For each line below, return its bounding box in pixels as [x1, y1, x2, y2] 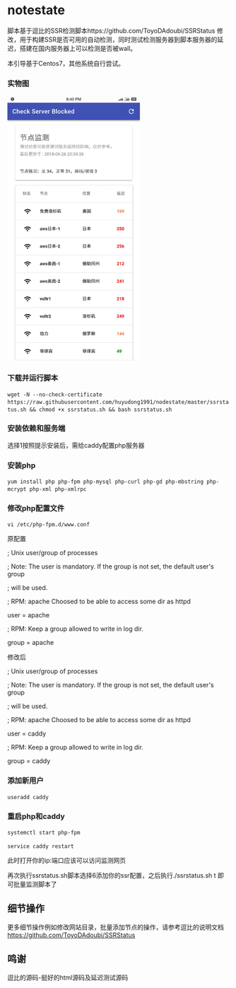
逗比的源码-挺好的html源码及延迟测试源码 [7, 973, 129, 982]
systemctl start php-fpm [7, 830, 81, 837]
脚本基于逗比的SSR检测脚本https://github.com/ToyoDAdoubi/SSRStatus [7, 26, 216, 35]
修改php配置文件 [7, 504, 65, 513]
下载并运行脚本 [7, 373, 59, 383]
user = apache [7, 611, 50, 620]
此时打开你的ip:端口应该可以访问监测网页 [7, 856, 126, 865]
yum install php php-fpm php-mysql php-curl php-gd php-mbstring [7, 478, 203, 486]
